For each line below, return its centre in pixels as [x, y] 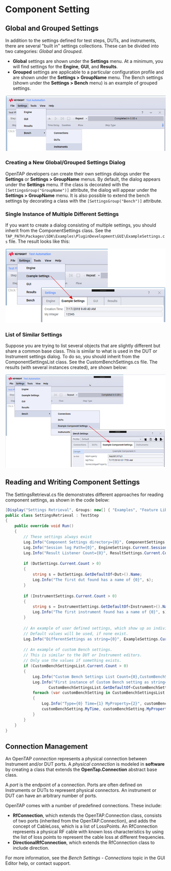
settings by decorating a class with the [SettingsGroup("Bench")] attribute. [84, 201]
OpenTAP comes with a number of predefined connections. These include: [83, 806]
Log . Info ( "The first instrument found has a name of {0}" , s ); [101, 612]
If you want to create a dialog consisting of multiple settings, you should [81, 225]
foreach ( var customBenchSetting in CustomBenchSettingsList [99, 693]
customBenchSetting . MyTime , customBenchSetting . [94, 709]
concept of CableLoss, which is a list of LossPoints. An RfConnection [85, 826]
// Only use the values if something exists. [73, 661]
